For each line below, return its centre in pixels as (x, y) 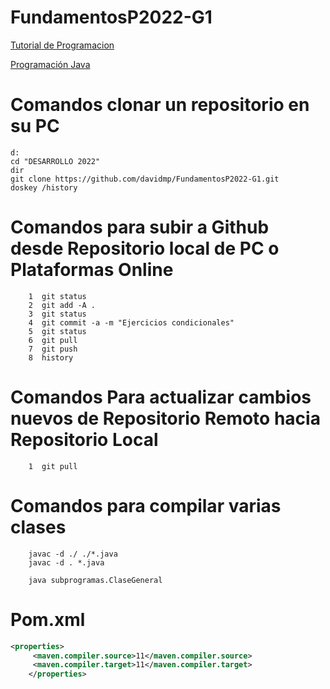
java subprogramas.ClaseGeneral (95, 580)
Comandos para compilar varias (146, 505)
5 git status (57, 331)
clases (38, 527)
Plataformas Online (92, 270)
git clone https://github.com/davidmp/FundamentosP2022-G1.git (145, 179)
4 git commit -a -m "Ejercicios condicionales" (131, 322)
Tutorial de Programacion (62, 45)
